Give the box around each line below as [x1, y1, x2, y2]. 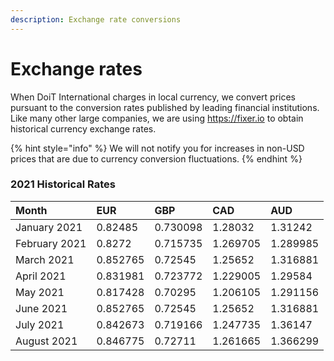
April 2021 [15, 269, 67, 283]
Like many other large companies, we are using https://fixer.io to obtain [10, 112, 304, 124]
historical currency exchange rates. [10, 122, 157, 135]
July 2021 [15, 317, 65, 331]
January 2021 [15, 220, 83, 234]
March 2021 [15, 252, 75, 266]
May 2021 [15, 285, 65, 299]
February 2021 [15, 236, 87, 250]
